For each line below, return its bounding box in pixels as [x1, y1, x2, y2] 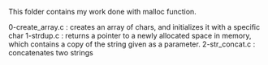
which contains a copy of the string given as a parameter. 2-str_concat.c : [8, 39, 256, 49]
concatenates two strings [8, 48, 93, 57]
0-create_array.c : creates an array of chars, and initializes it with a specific [8, 22, 261, 31]
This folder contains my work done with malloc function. [8, 7, 197, 16]
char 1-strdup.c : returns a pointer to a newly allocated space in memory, [8, 31, 252, 40]
